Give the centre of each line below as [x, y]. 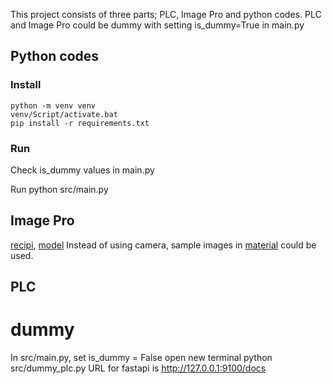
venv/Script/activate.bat [64, 114]
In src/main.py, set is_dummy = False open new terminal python [141, 358]
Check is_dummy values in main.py [82, 170]
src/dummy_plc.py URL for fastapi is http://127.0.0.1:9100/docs [138, 368]
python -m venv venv [53, 105]
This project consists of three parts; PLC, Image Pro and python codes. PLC [166, 14]
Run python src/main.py [59, 189]
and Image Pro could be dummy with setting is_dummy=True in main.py [157, 25]
